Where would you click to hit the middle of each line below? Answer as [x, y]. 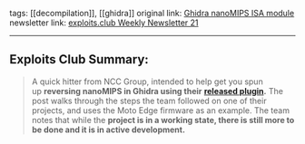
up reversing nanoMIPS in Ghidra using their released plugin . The [157, 91]
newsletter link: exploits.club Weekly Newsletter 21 [104, 23]
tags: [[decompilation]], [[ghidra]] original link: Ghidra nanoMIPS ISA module [152, 13]
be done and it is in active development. [108, 130]
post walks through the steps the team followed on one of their [149, 101]
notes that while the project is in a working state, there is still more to [163, 120]
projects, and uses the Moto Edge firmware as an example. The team [161, 110]
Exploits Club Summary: [79, 59]
